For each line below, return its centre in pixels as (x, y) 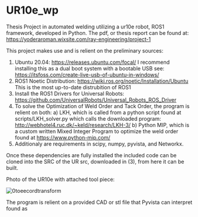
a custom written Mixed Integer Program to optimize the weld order (96, 131)
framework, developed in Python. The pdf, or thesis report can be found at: (98, 33)
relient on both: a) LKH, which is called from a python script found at (98, 112)
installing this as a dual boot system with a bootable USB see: (89, 68)
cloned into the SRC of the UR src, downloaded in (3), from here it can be (95, 161)
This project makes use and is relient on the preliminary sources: (85, 50)
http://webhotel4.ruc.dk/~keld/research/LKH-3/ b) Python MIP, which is (102, 125)
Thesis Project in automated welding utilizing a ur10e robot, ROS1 (85, 27)
